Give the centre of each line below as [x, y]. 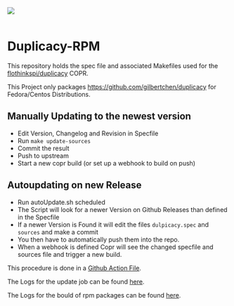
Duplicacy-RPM [54, 47]
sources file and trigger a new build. [70, 254]
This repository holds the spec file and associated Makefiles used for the [113, 65]
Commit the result [43, 148]
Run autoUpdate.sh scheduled [61, 202]
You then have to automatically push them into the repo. [98, 239]
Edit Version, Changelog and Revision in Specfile [88, 133]
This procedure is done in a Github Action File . [74, 268]
